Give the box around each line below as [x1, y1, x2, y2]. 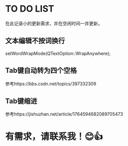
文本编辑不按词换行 [5, 36, 65, 45]
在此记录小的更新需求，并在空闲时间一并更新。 [5, 20, 102, 26]
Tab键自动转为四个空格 [5, 66, 77, 75]
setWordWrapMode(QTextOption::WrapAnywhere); [5, 50, 111, 56]
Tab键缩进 [5, 96, 37, 105]
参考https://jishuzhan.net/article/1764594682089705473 [5, 111, 123, 117]
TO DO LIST [5, 3, 54, 15]
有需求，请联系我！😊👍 [5, 131, 103, 142]
